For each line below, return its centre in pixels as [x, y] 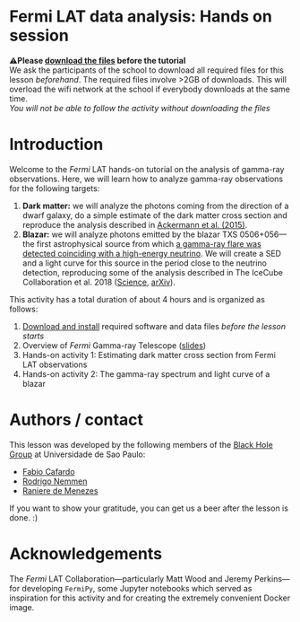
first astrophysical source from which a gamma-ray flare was [149, 243]
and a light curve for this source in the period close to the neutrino [144, 263]
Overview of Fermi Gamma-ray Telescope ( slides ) [114, 345]
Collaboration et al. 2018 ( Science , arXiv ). [99, 282]
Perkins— [272, 578]
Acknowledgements [86, 554]
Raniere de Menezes [60, 490]
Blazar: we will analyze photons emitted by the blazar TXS [130, 234]
